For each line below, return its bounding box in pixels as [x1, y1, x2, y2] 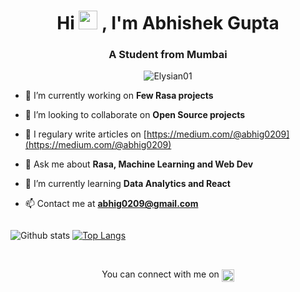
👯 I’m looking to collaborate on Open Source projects [24, 109, 246, 121]
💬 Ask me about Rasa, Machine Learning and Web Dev [24, 158, 254, 170]
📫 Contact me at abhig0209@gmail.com [24, 198, 199, 210]
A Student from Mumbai [108, 48, 228, 62]
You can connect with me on [101, 268, 220, 280]
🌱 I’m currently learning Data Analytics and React [24, 178, 231, 190]
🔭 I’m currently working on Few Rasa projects [24, 90, 214, 102]
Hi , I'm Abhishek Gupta [56, 12, 280, 35]
